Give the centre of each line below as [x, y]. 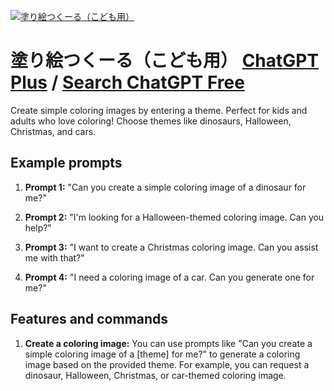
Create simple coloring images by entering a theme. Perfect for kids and [159, 110]
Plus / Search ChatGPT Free [127, 82]
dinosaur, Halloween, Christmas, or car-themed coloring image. [155, 375]
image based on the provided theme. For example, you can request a [167, 364]
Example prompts [66, 163]
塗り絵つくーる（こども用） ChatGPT [165, 61]
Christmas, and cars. [53, 131]
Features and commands [89, 319]
